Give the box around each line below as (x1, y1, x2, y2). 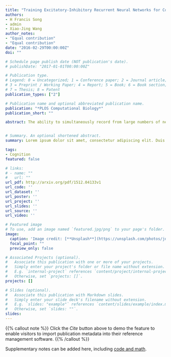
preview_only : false (10, 246, 53, 251)
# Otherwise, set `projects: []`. (5, 274, 83, 279)
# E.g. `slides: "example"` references (5, 302, 95, 307)
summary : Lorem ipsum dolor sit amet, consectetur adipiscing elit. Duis (5, 138, 165, 143)
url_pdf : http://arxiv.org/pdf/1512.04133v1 (5, 180, 101, 185)
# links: (5, 166, 24, 171)
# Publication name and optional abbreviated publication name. (5, 101, 145, 106)
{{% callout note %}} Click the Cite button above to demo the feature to (5, 325, 155, 331)
